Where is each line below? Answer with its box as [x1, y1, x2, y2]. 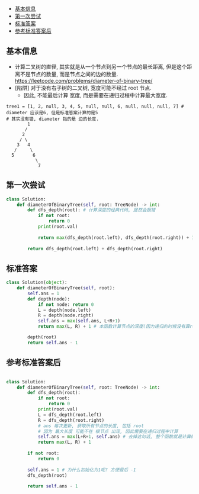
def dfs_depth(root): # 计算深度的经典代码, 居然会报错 [27, 207, 156, 213]
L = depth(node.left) [37, 307, 92, 313]
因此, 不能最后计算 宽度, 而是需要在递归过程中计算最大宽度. [23, 91, 168, 99]
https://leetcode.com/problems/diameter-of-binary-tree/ [14, 77, 153, 84]
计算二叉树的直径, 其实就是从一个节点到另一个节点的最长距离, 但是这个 [14, 63, 187, 70]
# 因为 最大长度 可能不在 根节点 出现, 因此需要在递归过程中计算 [37, 428, 179, 434]
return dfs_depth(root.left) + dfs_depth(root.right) [27, 246, 163, 251]
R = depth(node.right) [37, 312, 94, 318]
